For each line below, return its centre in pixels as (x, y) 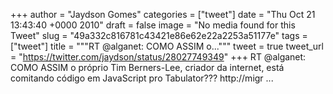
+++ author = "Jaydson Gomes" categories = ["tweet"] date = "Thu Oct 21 (163, 14)
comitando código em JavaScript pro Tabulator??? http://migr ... (142, 78)
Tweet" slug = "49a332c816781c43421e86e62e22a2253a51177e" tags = (159, 35)
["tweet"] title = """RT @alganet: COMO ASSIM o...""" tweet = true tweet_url (167, 46)
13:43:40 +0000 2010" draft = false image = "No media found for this (153, 25)
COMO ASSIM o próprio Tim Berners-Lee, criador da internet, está (147, 67)
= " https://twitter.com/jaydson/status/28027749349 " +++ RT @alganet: (158, 57)
